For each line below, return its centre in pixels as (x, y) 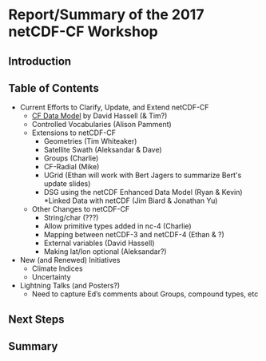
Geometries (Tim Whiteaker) (90, 141)
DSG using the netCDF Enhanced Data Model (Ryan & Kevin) (143, 192)
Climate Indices (57, 268)
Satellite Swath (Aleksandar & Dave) (103, 150)
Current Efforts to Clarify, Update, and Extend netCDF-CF (114, 107)
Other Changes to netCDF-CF (81, 209)
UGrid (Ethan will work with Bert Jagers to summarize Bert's (143, 175)
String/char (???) (71, 218)
